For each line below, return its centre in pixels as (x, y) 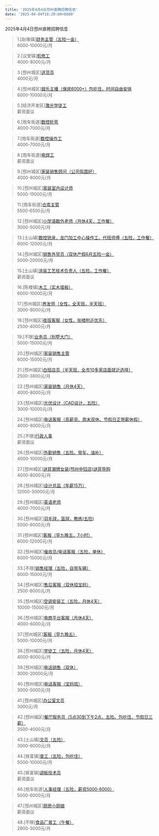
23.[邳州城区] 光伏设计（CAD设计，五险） (58, 403)
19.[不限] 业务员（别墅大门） (45, 336)
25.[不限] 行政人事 (35, 436)
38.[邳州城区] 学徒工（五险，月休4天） (55, 651)
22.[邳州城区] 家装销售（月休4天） (51, 386)
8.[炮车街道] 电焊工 (36, 155)
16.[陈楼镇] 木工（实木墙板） (45, 287)
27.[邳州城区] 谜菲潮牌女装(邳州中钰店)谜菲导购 (64, 469)
